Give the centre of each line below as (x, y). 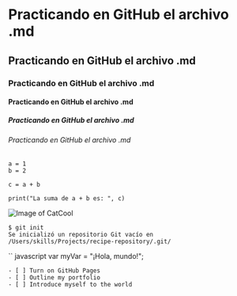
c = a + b (24, 184)
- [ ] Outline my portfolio (55, 277)
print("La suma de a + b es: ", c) (67, 198)
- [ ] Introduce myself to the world (70, 284)
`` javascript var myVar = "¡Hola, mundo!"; (76, 256)
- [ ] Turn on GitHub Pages (55, 271)
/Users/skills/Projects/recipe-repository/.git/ (90, 241)
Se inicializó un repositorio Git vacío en (81, 234)
